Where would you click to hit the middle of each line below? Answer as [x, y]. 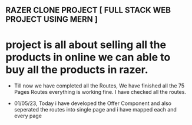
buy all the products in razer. [77, 70]
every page [28, 116]
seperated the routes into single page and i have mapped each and [95, 110]
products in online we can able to [88, 57]
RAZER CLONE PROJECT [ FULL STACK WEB [88, 10]
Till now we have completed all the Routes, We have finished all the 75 [99, 86]
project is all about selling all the [86, 45]
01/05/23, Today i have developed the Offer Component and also [93, 103]
